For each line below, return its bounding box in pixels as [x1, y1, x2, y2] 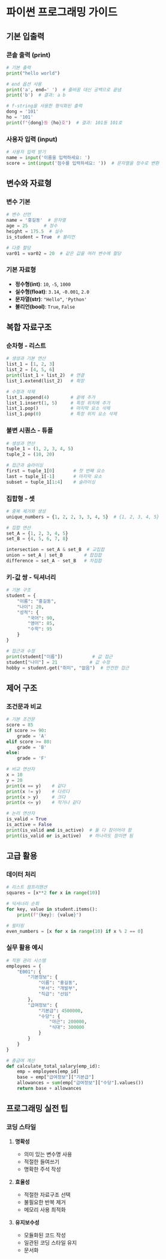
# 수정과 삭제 [6, 388, 35, 394]
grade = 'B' [17, 744, 47, 750]
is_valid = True [6, 816, 47, 822]
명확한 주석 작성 [23, 1165, 61, 1173]
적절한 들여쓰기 [23, 1158, 60, 1165]
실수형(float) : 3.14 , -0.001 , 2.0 [14, 288, 90, 295]
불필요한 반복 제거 [23, 1198, 66, 1206]
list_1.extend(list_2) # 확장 [6, 378, 85, 384]
